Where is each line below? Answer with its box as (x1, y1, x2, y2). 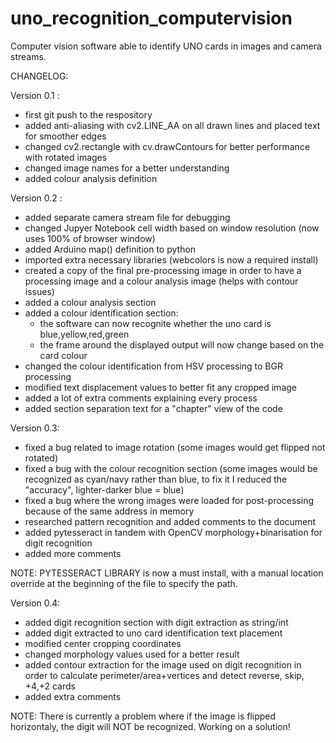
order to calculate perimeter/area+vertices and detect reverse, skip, (24, 669, 305, 681)
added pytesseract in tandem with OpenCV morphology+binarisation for (24, 526, 323, 538)
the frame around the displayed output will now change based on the (39, 338, 325, 351)
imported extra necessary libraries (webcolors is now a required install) (24, 253, 319, 266)
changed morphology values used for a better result (24, 648, 240, 660)
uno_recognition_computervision (10, 7, 293, 30)
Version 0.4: (10, 597, 61, 609)
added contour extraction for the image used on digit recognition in (24, 658, 302, 671)
